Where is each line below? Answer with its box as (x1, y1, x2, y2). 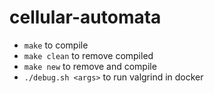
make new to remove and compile (23, 60, 157, 72)
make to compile (23, 39, 89, 51)
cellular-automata (9, 6, 162, 29)
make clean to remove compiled (23, 49, 154, 61)
